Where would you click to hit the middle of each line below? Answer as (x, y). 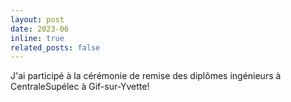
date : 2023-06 (40, 29)
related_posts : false (55, 47)
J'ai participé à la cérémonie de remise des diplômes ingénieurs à (146, 76)
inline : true (37, 38)
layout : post (37, 19)
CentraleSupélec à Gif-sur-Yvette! (80, 87)
